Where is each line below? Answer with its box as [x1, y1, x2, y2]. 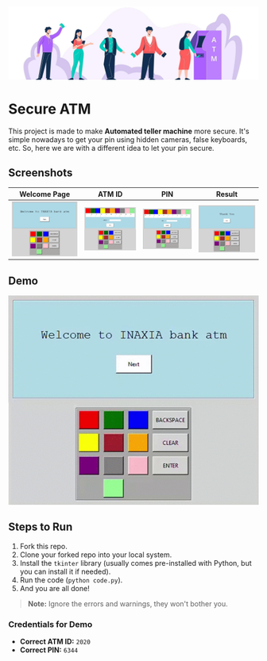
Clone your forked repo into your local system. [19, 550, 172, 559]
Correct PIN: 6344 [19, 645, 78, 655]
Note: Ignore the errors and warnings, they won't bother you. [27, 598, 228, 609]
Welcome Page [19, 189, 71, 198]
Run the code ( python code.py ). [19, 575, 123, 585]
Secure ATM [8, 100, 91, 117]
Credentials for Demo [8, 618, 93, 629]
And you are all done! [19, 583, 90, 593]
